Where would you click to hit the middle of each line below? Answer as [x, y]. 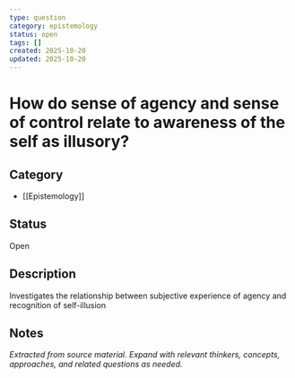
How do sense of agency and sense [144, 103]
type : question [38, 17]
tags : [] [26, 43]
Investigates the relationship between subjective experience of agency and [148, 296]
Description [43, 274]
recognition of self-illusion [57, 305]
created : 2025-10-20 [48, 51]
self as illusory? [69, 142]
